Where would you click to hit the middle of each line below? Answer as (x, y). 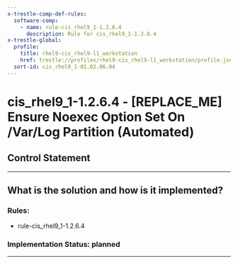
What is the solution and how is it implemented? (115, 191)
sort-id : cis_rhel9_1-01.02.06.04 (64, 67)
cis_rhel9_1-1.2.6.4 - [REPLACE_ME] (115, 102)
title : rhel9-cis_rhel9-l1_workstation (79, 54)
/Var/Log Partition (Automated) (101, 132)
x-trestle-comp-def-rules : (47, 14)
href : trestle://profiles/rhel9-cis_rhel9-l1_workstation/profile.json (128, 60)
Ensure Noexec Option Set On (96, 117)
